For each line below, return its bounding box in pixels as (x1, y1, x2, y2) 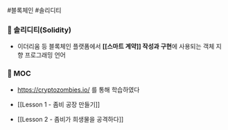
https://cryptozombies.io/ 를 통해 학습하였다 (17, 86, 140, 94)
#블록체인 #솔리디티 (7, 6, 62, 14)
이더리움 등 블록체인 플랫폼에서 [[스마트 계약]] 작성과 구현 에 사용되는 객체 (17, 42, 215, 51)
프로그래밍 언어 (24, 51, 66, 59)
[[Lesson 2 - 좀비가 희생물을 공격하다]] (17, 115, 124, 123)
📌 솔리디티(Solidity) (7, 25, 71, 35)
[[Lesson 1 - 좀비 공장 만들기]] (17, 100, 100, 108)
